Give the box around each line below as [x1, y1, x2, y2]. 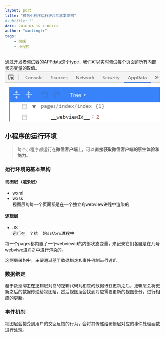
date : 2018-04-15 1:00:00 [5, 24, 58, 28]
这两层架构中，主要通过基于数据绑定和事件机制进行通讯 [5, 257, 117, 263]
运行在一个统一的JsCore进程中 [12, 230, 75, 236]
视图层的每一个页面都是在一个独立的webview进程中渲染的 [12, 201, 130, 207]
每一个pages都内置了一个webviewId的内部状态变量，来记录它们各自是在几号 [5, 240, 160, 246]
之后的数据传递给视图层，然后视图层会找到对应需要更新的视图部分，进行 [9, 289, 156, 295]
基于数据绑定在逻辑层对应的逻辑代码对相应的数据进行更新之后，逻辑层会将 [5, 283, 156, 289]
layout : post [5, 8, 32, 13]
